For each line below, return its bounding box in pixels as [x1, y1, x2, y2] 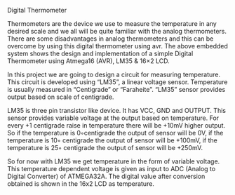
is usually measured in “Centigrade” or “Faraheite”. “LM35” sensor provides [7, 86, 226, 93]
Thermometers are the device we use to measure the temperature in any [7, 20, 217, 27]
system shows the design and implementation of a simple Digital [7, 49, 194, 58]
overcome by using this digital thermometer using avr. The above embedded [7, 42, 228, 50]
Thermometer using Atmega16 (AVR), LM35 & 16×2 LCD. [7, 57, 170, 65]
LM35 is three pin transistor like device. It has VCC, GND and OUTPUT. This [7, 107, 227, 114]
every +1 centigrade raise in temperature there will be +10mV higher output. [7, 121, 226, 129]
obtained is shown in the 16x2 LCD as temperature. [7, 180, 154, 188]
